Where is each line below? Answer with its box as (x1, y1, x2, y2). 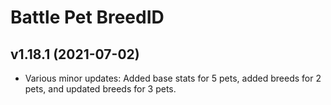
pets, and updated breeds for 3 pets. (24, 83, 177, 95)
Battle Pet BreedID (10, 6, 165, 29)
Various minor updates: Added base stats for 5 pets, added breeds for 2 (24, 72, 322, 84)
